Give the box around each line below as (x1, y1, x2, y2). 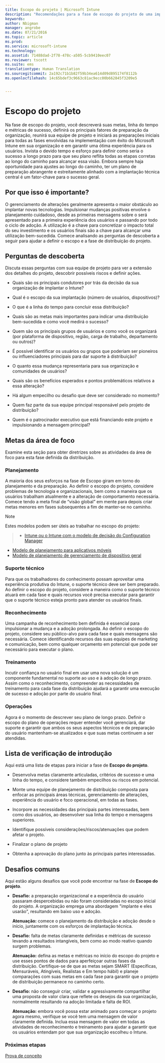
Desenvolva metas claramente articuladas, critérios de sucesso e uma (12, 772, 155, 778)
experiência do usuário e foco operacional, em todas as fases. (12, 797, 138, 803)
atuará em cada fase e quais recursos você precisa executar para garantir (5, 592, 155, 598)
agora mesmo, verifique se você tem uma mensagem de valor (12, 1013, 138, 1020)
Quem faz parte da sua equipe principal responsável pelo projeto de (12, 402, 150, 408)
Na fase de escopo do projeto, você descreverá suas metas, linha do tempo (5, 121, 159, 128)
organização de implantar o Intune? (12, 285, 84, 291)
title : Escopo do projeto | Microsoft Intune (5, 7, 100, 12)
